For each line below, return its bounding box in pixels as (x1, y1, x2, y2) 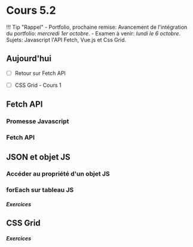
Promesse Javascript (6, 118, 69, 126)
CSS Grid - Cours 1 (14, 82, 62, 89)
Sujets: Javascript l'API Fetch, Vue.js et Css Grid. (6, 36, 127, 43)
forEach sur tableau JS (6, 186, 74, 194)
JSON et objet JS (6, 152, 71, 162)
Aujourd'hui (6, 53, 52, 64)
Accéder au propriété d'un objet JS (6, 170, 111, 178)
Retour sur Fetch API (14, 70, 66, 77)
